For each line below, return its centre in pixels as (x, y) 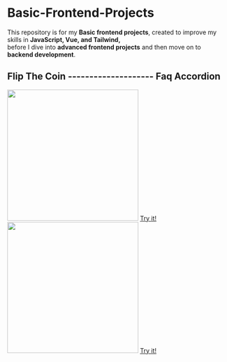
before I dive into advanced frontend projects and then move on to (104, 47)
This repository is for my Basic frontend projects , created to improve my (112, 32)
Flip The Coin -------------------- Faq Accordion (114, 77)
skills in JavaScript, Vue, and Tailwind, (64, 39)
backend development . (41, 55)
